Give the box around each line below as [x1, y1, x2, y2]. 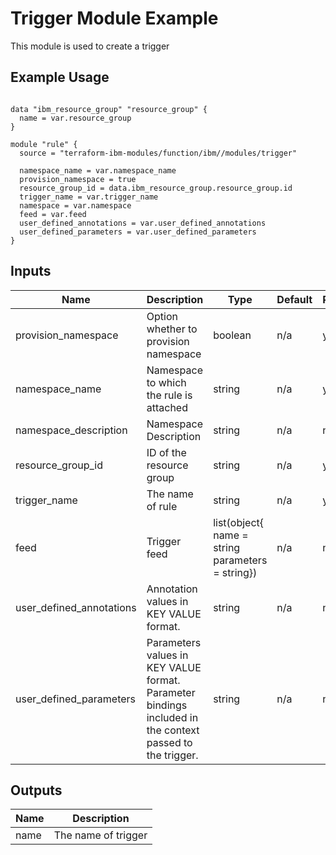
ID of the [146, 445, 187, 459]
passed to [146, 735, 193, 749]
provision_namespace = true [19, 174, 137, 184]
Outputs [10, 782, 63, 799]
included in [146, 710, 199, 724]
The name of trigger [53, 828, 148, 842]
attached [146, 400, 188, 414]
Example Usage [10, 69, 110, 86]
